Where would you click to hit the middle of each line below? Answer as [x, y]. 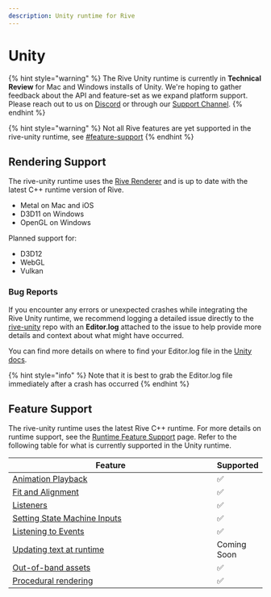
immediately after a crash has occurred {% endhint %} [99, 383]
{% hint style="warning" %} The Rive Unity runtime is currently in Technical [135, 78]
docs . [18, 359]
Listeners [30, 505]
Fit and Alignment [46, 492]
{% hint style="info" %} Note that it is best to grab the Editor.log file [121, 375]
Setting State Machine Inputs [67, 519]
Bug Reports [33, 292]
